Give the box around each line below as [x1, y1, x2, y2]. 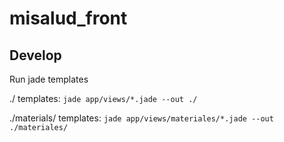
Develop [9, 47, 62, 64]
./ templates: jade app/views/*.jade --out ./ [9, 93, 198, 104]
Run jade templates [9, 73, 89, 85]
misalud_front [9, 7, 128, 30]
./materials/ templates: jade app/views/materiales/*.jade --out [9, 112, 274, 124]
